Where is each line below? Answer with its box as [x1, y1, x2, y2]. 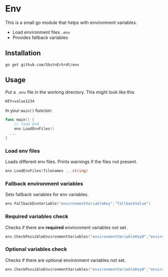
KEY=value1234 [5, 98, 35, 104]
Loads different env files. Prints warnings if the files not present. [5, 159, 137, 165]
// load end [14, 122, 39, 127]
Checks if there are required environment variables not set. [5, 224, 127, 230]
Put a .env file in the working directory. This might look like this [5, 89, 135, 95]
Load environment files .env [12, 29, 70, 35]
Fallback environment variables [5, 180, 83, 187]
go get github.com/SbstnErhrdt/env [5, 62, 79, 67]
